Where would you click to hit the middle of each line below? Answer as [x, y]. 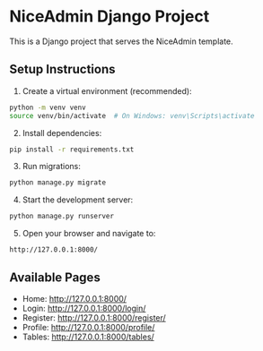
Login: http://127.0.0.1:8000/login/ [84, 308]
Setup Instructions [62, 69]
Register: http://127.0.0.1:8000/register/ [94, 317]
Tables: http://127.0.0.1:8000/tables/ [88, 337]
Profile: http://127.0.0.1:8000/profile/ [88, 327]
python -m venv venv [48, 107]
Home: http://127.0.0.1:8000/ [75, 298]
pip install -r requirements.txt [72, 150]
